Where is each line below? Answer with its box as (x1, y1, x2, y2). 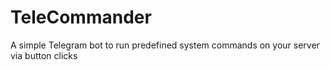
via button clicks (10, 49, 78, 61)
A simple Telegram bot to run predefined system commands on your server (10, 39, 320, 51)
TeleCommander (10, 6, 152, 29)
